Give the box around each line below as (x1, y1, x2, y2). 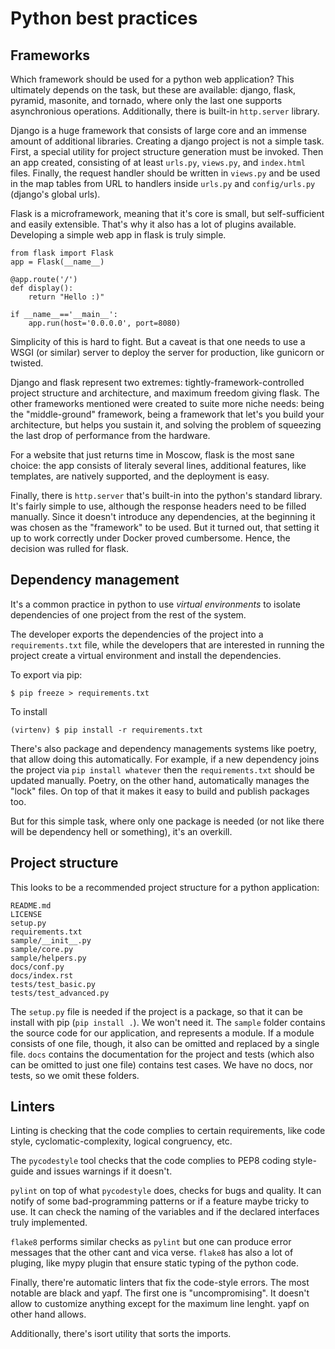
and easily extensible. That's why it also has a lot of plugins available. (10, 218, 297, 230)
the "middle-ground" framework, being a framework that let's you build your (10, 408, 325, 420)
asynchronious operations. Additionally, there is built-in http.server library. (10, 105, 320, 117)
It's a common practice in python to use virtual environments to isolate (10, 598, 302, 610)
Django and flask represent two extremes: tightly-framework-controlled (10, 377, 305, 388)
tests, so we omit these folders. (10, 1069, 140, 1081)
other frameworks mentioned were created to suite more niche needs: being (10, 398, 325, 409)
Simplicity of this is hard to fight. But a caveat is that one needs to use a (10, 336, 306, 347)
